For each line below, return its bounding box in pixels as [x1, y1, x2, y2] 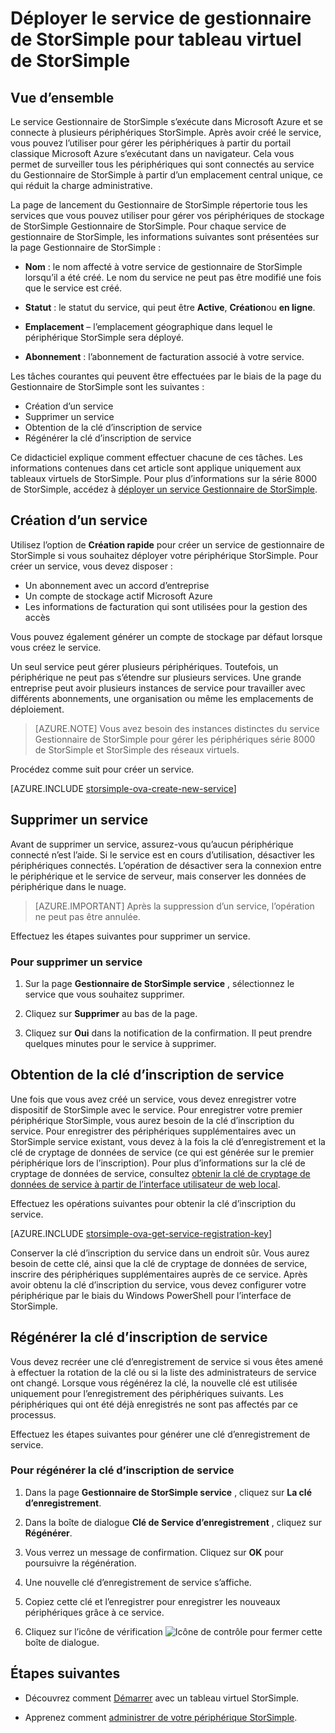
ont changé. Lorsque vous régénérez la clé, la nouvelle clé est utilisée [10, 1377, 298, 1389]
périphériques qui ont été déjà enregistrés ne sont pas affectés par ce [10, 1398, 298, 1410]
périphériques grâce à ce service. [24, 1606, 165, 1618]
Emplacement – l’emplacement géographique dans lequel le [24, 321, 273, 332]
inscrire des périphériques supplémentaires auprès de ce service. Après [10, 1268, 308, 1280]
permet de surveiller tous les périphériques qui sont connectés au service [10, 158, 315, 170]
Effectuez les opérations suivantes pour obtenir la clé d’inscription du [10, 1197, 297, 1209]
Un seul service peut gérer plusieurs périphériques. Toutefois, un [10, 660, 279, 672]
